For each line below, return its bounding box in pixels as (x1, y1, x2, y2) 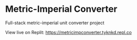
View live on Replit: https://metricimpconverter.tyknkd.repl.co (5, 29, 132, 35)
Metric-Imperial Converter (5, 3, 117, 15)
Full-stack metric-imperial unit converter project (5, 20, 104, 26)
